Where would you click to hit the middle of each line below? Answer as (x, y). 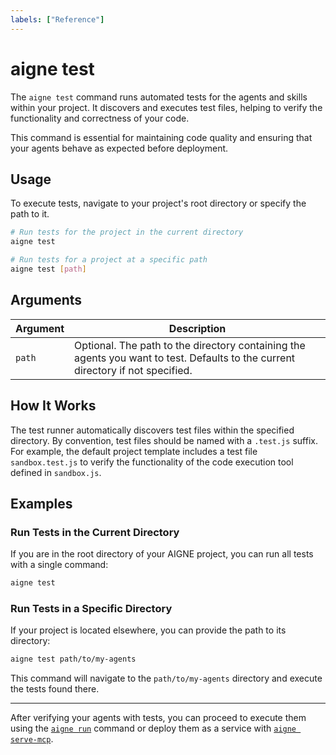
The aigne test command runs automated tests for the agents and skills (159, 97)
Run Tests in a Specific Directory (91, 608)
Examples (41, 503)
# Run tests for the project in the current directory (127, 232)
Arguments (46, 300)
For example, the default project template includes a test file (134, 451)
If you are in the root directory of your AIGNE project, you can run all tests (162, 554)
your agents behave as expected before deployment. (119, 148)
